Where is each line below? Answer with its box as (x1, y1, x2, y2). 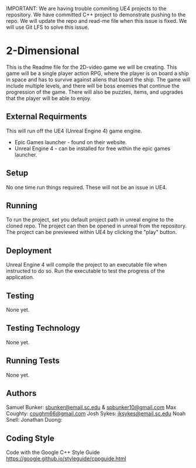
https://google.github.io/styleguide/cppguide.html (6, 455, 127, 462)
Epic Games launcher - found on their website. (14, 138, 127, 145)
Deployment (6, 246, 52, 256)
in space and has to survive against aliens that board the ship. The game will (6, 76, 191, 83)
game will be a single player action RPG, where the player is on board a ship (6, 70, 189, 77)
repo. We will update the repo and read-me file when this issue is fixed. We (6, 18, 187, 24)
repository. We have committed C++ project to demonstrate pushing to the (6, 11, 186, 18)
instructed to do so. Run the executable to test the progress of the (6, 267, 165, 274)
